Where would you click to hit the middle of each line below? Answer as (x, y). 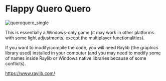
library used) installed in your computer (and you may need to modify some (83, 53)
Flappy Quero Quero (48, 9)
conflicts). (16, 63)
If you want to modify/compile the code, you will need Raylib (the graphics (82, 47)
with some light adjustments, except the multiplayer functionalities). (75, 38)
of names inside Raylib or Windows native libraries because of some (76, 58)
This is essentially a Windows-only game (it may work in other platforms (80, 32)
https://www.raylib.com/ (30, 73)
